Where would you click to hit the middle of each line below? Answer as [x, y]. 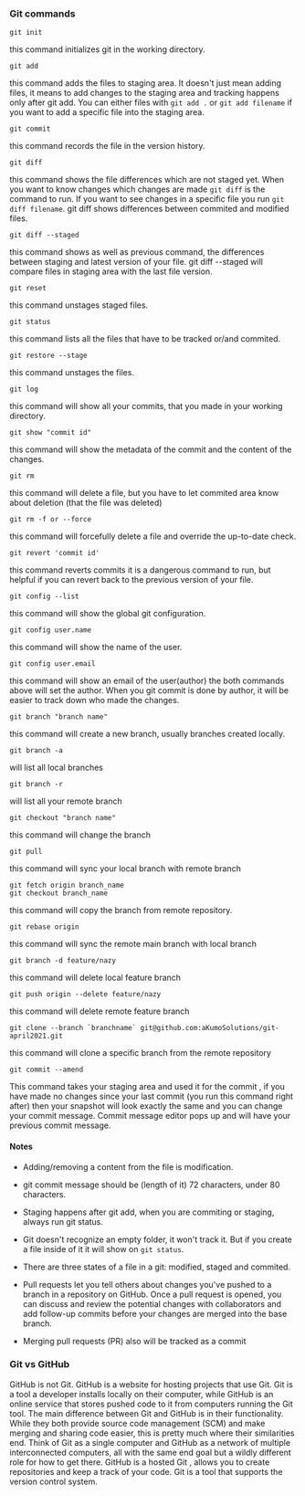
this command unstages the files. [72, 373]
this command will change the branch [80, 835]
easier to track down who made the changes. [95, 701]
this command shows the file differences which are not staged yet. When [147, 180]
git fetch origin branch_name [67, 885]
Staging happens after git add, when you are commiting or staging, [148, 1212]
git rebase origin [44, 927]
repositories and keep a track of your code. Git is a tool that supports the [146, 1471]
